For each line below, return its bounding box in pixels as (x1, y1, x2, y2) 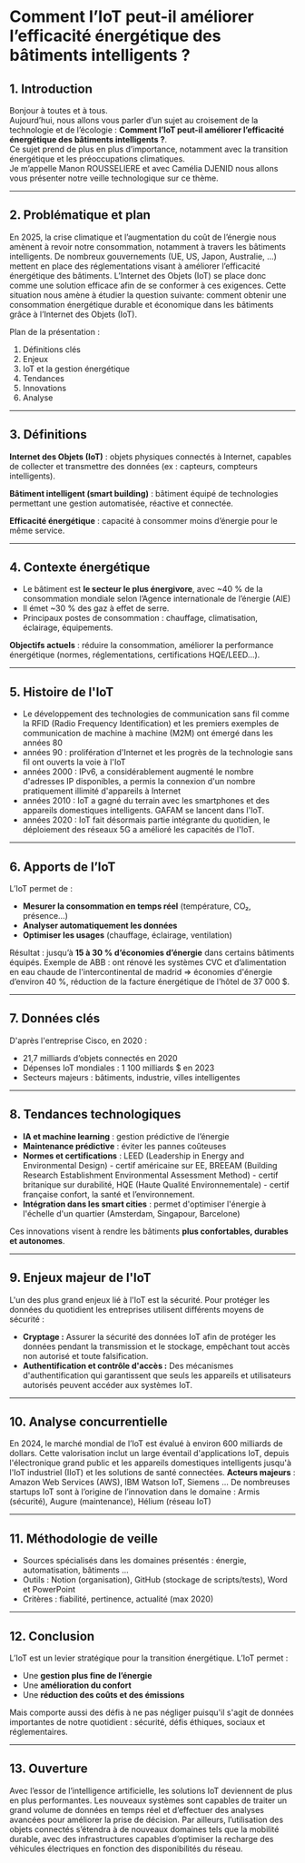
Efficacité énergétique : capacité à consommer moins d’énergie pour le (9, 515, 279, 526)
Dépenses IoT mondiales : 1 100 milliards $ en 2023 (22, 1062, 215, 1073)
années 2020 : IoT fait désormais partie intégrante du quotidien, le (22, 814, 271, 825)
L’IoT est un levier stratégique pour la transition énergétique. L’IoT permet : (9, 1652, 289, 1663)
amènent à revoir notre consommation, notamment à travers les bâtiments (9, 241, 286, 251)
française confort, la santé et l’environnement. (22, 1188, 195, 1199)
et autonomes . (9, 1235, 65, 1246)
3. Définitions (9, 427, 88, 442)
